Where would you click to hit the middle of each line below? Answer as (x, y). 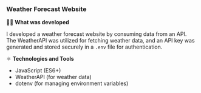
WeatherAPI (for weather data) (53, 77)
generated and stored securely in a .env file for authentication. (84, 47)
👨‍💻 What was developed (38, 22)
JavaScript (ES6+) (38, 71)
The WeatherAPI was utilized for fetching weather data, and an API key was (101, 41)
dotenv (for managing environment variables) (72, 83)
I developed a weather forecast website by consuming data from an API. (97, 34)
